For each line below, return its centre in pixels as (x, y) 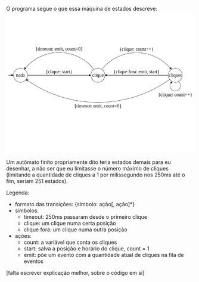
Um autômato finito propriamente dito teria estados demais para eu (88, 162)
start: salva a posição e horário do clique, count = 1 (86, 249)
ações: (23, 236)
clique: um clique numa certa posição (70, 223)
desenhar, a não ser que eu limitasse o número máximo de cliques (87, 168)
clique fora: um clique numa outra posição (75, 230)
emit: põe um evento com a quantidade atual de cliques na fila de (104, 255)
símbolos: (27, 210)
